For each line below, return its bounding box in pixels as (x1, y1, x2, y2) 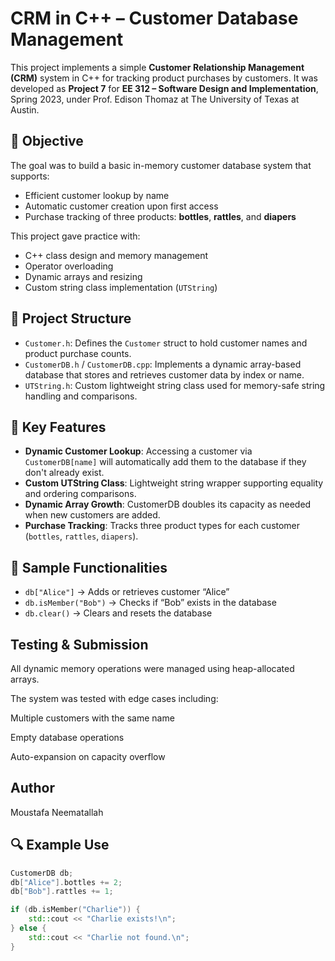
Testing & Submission (10, 636, 149, 653)
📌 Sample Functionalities (10, 559, 168, 576)
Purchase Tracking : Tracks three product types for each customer (24, 520, 301, 532)
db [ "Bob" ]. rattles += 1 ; (10, 887, 114, 897)
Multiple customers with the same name (10, 712, 175, 724)
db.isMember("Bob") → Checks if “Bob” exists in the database (24, 597, 277, 609)
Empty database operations (10, 732, 125, 743)
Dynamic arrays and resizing (24, 270, 143, 282)
